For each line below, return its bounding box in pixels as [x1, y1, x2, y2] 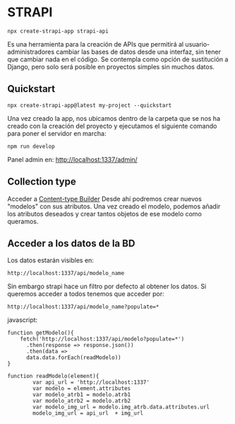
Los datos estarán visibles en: [7, 256, 94, 265]
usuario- [185, 40, 210, 48]
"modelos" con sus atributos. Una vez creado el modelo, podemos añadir [7, 202, 221, 211]
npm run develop [7, 143, 55, 150]
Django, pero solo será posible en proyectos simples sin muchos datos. [7, 62, 215, 71]
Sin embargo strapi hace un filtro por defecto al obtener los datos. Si [7, 282, 207, 290]
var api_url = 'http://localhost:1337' [32, 379, 150, 386]
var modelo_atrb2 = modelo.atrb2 [32, 397, 131, 405]
